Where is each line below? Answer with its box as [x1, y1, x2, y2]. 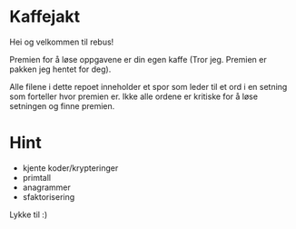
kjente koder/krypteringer [22, 162, 119, 174]
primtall [22, 172, 52, 183]
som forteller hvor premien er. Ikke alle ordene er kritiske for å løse [9, 91, 259, 102]
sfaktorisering [22, 191, 75, 202]
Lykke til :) [9, 209, 48, 220]
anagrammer [22, 182, 71, 193]
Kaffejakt [9, 6, 80, 27]
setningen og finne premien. [9, 100, 115, 111]
